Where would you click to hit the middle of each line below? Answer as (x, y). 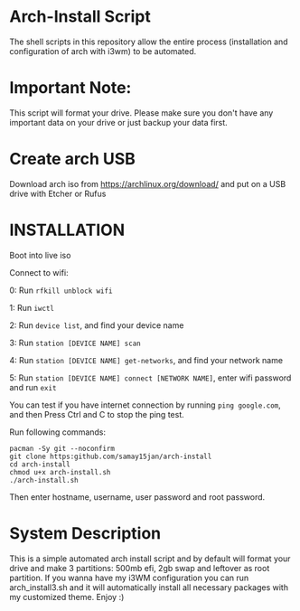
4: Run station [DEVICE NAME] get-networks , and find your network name (146, 360)
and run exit (33, 387)
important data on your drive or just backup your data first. (118, 122)
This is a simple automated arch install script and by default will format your (150, 559)
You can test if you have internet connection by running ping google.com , (145, 405)
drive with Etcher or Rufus (58, 193)
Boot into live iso (40, 255)
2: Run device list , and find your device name (97, 325)
